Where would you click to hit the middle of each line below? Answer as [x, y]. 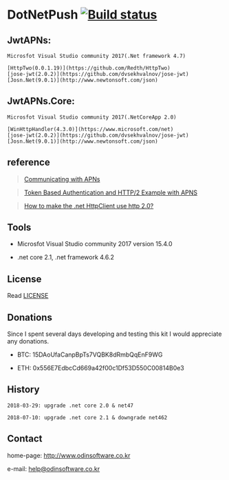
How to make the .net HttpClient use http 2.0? [89, 206]
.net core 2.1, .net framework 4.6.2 [66, 257]
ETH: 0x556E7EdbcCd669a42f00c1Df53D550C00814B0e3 [100, 368]
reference [29, 162]
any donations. [28, 341]
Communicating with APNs [62, 179]
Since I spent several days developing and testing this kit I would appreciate [115, 334]
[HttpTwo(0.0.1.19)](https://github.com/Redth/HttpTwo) [89, 68]
